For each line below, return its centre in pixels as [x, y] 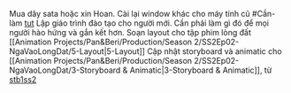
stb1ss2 [23, 79]
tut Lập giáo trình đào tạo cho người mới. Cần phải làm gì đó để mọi [147, 23]
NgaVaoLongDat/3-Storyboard [65, 70]
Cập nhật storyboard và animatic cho [214, 51]
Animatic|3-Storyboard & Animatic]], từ [201, 70]
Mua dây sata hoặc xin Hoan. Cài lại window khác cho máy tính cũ [130, 14]
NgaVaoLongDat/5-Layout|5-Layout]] [77, 51]
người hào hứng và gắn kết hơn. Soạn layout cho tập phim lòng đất [130, 32]
